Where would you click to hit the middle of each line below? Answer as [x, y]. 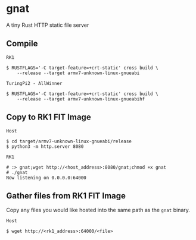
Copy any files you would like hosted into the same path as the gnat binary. [98, 210]
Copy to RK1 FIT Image [49, 117]
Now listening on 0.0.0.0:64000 [46, 178]
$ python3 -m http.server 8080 [45, 146]
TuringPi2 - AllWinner [34, 83]
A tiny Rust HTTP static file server [48, 25]
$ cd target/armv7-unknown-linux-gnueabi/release [69, 141]
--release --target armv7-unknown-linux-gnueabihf [81, 99]
